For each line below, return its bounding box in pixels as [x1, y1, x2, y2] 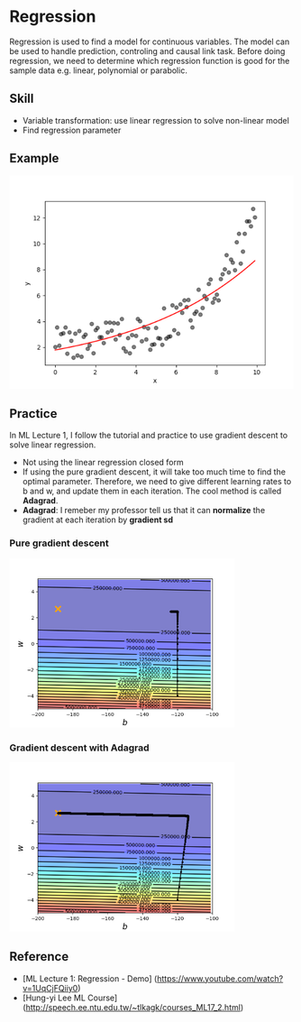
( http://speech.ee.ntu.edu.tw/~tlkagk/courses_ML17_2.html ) [22, 1001, 244, 1012]
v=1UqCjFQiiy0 [22, 982, 78, 993]
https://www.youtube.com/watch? [156, 972, 284, 984]
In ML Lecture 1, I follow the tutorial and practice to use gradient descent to [9, 430, 288, 441]
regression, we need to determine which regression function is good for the [9, 55, 290, 66]
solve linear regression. [9, 439, 96, 450]
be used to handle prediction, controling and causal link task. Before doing [9, 45, 286, 56]
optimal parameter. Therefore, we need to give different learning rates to [22, 476, 292, 487]
